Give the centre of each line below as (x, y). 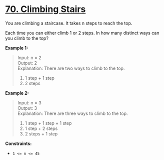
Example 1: (17, 48)
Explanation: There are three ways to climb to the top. (73, 113)
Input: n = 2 (29, 57)
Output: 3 (27, 108)
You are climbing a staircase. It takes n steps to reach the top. (69, 23)
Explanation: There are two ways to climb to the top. (71, 68)
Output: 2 (27, 63)
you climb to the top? (27, 38)
